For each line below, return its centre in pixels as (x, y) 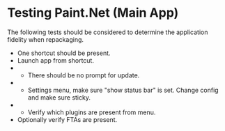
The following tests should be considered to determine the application (108, 32)
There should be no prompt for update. (84, 75)
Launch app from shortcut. (55, 60)
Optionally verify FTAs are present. (67, 119)
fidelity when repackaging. (46, 39)
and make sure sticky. (59, 97)
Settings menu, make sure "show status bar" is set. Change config (123, 90)
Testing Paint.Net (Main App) (93, 13)
